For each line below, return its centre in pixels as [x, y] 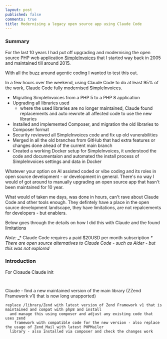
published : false [23, 15]
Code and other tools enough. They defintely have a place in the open [77, 202]
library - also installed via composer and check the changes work [81, 331]
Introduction [20, 261]
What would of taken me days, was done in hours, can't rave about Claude [82, 197]
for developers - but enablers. [36, 213]
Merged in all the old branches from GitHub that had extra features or [84, 140]
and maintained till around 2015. [38, 63]
